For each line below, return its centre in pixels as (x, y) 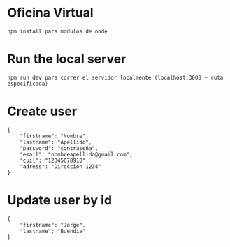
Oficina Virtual (50, 13)
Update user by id (60, 200)
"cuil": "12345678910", (55, 160)
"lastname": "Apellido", (56, 142)
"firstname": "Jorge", (53, 225)
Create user (42, 111)
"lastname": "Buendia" (53, 231)
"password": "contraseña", (59, 148)
